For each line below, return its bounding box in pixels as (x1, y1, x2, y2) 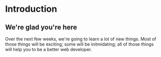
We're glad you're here (5, 23, 77, 31)
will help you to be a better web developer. (5, 47, 92, 52)
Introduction (5, 3, 57, 15)
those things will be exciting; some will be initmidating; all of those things (5, 41, 154, 47)
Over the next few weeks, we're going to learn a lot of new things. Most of (5, 36, 157, 42)
